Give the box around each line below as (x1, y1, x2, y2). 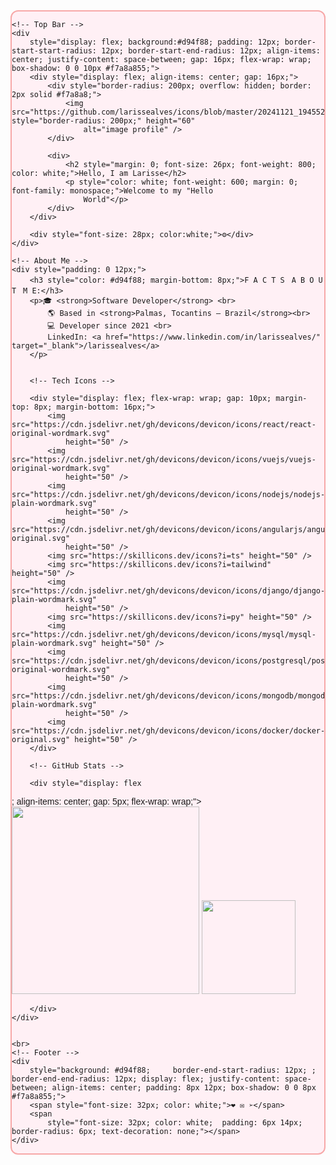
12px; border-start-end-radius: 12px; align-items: (101, 46, 321, 56)
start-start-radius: (11, 46, 98, 56)
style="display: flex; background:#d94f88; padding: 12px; (29, 37, 281, 47)
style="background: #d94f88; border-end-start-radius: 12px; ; (29, 1065, 317, 1075)
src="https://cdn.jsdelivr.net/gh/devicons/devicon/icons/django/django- (11, 586, 326, 596)
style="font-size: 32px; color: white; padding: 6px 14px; (47, 1118, 303, 1128)
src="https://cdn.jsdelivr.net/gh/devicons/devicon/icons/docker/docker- (11, 726, 326, 736)
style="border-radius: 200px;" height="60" (11, 116, 196, 126)
